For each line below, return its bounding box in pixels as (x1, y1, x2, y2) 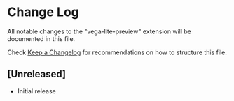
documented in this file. (7, 34, 76, 42)
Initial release (17, 86, 56, 95)
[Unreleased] (7, 68, 67, 80)
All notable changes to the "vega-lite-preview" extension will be (7, 27, 191, 36)
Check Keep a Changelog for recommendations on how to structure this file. (7, 48, 228, 56)
